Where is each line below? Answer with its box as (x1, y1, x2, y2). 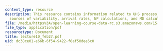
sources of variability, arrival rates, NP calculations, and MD (9, 16, 145, 21)
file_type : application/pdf (5, 25, 62, 30)
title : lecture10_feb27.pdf (5, 34, 62, 39)
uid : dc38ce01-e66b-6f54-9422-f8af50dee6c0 (5, 39, 95, 44)
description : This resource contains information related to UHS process (5, 12, 158, 17)
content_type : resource (5, 7, 53, 12)
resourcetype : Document (5, 30, 53, 34)
